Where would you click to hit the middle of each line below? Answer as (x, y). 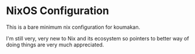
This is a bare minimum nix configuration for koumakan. (73, 27)
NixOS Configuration (58, 11)
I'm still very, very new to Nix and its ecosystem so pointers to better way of (97, 38)
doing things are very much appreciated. (55, 45)
